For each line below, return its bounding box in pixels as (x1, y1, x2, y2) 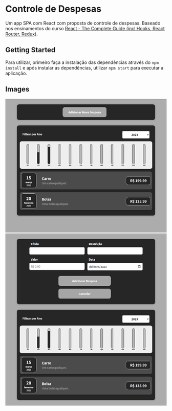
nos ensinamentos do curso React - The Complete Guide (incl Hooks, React (5, 25, 165, 31)
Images (5, 85, 30, 94)
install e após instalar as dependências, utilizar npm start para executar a (5, 64, 164, 71)
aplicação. (5, 70, 27, 76)
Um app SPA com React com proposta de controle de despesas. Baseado (5, 20, 161, 26)
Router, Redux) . (5, 31, 38, 37)
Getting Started (5, 45, 56, 54)
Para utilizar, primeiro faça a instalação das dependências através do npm (5, 59, 159, 65)
